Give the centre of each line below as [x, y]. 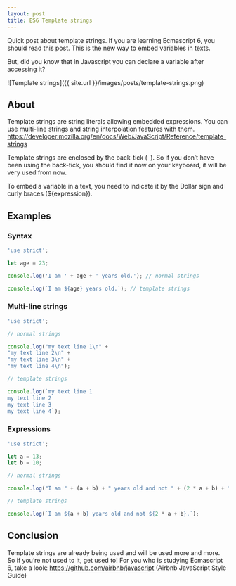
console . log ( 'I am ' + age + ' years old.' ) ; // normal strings [103, 276]
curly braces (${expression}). [50, 193]
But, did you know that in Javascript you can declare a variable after [106, 61]
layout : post [26, 14]
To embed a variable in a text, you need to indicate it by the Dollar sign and [116, 186]
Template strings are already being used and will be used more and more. [114, 552]
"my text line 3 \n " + [39, 359]
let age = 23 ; [28, 263]
